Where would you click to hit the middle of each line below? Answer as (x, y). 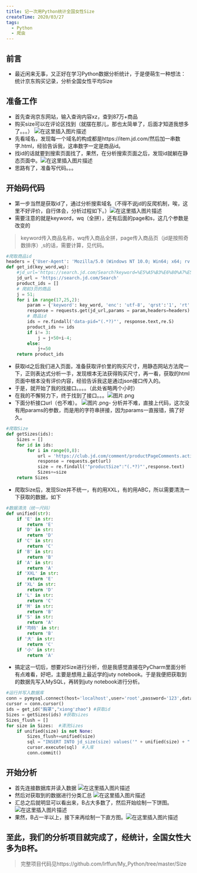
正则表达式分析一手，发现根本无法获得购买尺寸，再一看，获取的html (107, 373)
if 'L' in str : (35, 595)
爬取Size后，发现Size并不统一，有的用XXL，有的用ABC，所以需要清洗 (99, 490)
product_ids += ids (51, 327)
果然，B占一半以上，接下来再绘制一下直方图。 (70, 817)
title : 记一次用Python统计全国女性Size (50, 11)
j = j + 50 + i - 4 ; (55, 338)
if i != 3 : (39, 332)
